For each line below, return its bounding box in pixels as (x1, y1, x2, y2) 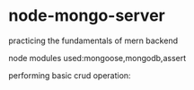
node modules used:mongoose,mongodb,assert (8, 52, 187, 63)
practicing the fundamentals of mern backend (8, 35, 179, 46)
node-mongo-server (8, 5, 165, 26)
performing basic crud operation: (8, 69, 131, 81)
